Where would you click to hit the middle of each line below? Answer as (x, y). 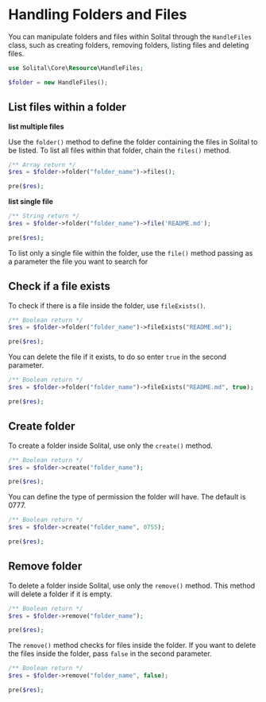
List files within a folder (67, 108)
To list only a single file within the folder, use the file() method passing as (131, 253)
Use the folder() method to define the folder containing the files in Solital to (133, 141)
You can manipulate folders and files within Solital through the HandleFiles (130, 37)
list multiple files (37, 126)
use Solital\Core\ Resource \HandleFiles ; (76, 68)
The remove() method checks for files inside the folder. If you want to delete (132, 646)
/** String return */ (44, 216)
